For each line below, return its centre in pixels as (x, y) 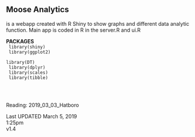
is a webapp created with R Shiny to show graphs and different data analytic (98, 23)
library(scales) (28, 73)
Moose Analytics (37, 10)
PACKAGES (20, 41)
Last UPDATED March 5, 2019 (42, 116)
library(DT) (20, 62)
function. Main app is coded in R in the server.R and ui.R (74, 30)
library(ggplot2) (29, 52)
